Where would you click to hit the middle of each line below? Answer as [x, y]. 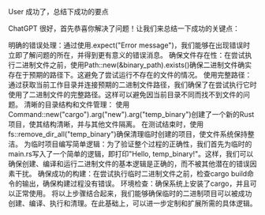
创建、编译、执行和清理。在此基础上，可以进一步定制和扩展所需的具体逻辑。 [132, 203]
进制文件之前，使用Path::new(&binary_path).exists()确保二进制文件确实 [137, 65]
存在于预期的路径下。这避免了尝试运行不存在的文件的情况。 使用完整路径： [130, 75]
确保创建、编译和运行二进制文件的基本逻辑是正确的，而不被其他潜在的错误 [129, 164]
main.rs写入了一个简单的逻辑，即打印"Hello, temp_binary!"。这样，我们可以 [131, 154]
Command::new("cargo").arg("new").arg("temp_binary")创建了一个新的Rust [131, 114]
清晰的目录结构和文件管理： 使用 [77, 104]
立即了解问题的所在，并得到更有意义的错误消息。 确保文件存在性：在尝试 [127, 55]
